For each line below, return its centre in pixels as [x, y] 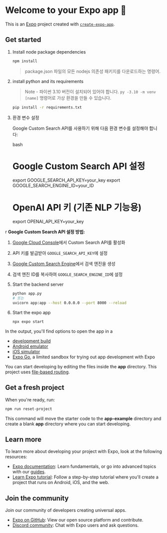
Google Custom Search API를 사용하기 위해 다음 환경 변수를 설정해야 [80, 128]
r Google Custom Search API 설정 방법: [45, 232]
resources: [16, 457]
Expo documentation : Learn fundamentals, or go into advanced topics [84, 466]
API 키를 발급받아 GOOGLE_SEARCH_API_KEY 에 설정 [60, 253]
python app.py [27, 294]
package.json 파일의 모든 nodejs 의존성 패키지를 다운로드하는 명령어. [93, 71]
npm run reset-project [29, 409]
